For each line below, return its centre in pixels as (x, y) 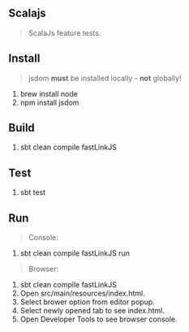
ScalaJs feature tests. (64, 32)
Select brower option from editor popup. (88, 302)
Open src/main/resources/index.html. (82, 293)
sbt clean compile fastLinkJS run (75, 253)
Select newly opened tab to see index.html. (92, 311)
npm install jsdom (49, 102)
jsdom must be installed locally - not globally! (105, 78)
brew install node (49, 93)
